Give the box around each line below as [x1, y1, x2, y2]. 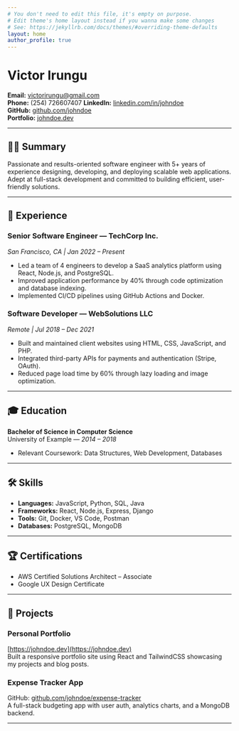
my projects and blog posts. [7, 659, 89, 668]
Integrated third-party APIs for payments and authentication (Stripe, [17, 353, 217, 363]
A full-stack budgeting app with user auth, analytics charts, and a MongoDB [7, 701, 230, 710]
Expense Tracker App [7, 677, 84, 687]
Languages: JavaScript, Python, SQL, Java [17, 499, 144, 508]
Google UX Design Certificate [17, 580, 105, 589]
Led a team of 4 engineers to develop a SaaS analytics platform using [17, 261, 222, 270]
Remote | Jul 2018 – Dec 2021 [7, 325, 95, 334]
